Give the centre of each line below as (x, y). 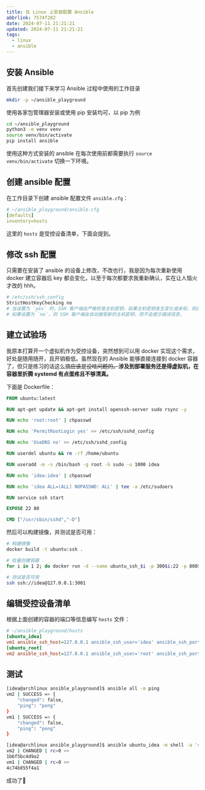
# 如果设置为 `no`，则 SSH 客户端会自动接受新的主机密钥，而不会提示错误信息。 (95, 314)
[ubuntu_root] (24, 648)
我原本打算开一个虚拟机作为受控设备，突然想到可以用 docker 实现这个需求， (102, 351)
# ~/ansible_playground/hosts (45, 631)
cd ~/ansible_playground (38, 124)
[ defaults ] (20, 215)
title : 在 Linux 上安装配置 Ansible (50, 12)
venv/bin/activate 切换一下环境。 (49, 161)
